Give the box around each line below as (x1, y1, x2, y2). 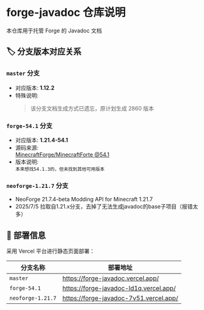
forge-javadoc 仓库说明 (6, 5, 126, 20)
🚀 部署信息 (6, 230, 46, 240)
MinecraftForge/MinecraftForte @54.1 (15, 151, 110, 158)
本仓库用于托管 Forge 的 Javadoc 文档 (6, 27, 102, 34)
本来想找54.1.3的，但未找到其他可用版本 (15, 166, 105, 172)
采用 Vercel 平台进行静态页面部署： (6, 248, 95, 255)
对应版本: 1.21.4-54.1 (15, 136, 68, 143)
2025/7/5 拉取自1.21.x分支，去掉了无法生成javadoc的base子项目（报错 (15, 203, 193, 211)
